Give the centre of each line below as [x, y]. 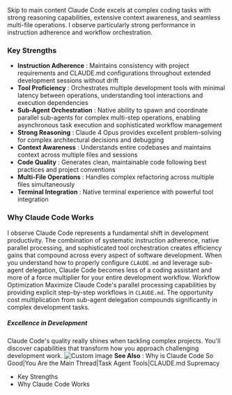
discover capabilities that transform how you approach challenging [103, 348]
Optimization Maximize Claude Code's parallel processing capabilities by [112, 285]
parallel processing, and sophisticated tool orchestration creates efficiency [115, 247]
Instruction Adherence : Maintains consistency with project [103, 66]
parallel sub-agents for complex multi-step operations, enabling [109, 117]
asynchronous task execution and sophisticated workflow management [120, 125]
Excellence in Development [47, 323]
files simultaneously [46, 185]
